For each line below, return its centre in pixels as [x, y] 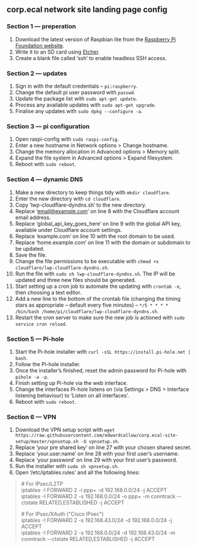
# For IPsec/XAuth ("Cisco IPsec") [62, 514]
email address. [33, 217]
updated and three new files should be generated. [76, 280]
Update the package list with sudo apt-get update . [76, 98]
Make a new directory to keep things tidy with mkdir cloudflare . [93, 192]
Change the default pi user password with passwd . [75, 92]
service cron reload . [41, 324]
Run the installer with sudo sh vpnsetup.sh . [67, 466]
